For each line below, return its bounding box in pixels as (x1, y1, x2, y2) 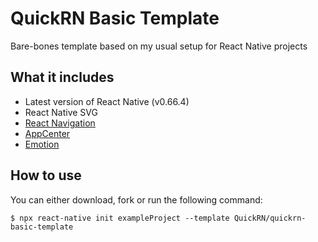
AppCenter (24, 127, 71, 139)
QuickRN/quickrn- (233, 213, 307, 223)
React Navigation (24, 117, 96, 129)
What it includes (10, 69, 115, 86)
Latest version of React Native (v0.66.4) (24, 95, 190, 107)
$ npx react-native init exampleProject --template (10, 213, 230, 223)
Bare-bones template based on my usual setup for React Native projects (10, 40, 308, 52)
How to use (10, 167, 82, 184)
